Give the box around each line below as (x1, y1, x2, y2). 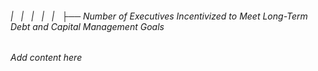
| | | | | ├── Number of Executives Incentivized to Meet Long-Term (10, 10, 308, 22)
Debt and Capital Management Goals (10, 20, 165, 32)
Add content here (10, 52, 83, 64)
